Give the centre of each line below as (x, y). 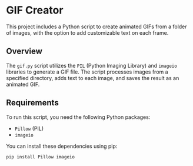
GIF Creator (35, 10)
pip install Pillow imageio (41, 157)
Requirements (32, 103)
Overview (24, 52)
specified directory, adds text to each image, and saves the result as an (93, 78)
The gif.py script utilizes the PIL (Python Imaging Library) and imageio (92, 65)
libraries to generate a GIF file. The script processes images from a (87, 72)
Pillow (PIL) (29, 128)
